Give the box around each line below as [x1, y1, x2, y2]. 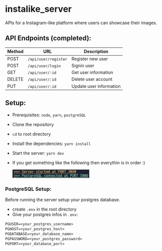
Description [83, 48, 108, 55]
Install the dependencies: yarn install [12, 141, 91, 146]
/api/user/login [27, 63, 61, 69]
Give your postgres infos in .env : [12, 212, 79, 217]
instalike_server [5, 3, 72, 15]
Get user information [71, 70, 113, 75]
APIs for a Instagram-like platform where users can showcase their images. [5, 20, 157, 26]
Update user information [71, 83, 121, 89]
